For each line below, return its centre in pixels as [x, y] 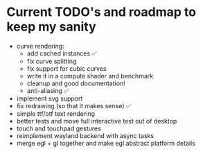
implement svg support [50, 99]
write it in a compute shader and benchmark [90, 76]
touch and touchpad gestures [59, 128]
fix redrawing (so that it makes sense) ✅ [74, 105]
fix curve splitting [52, 61]
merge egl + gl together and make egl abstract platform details [106, 143]
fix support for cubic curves [67, 68]
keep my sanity [51, 27]
